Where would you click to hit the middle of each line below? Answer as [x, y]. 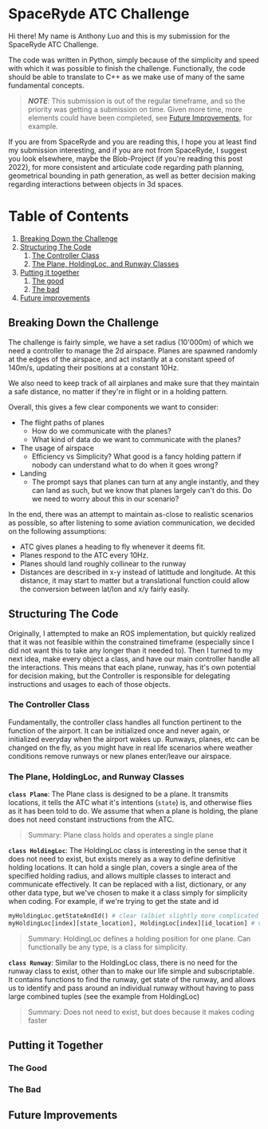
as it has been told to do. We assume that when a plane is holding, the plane [133, 811]
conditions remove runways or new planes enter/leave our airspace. [120, 756]
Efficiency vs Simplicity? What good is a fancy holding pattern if [136, 456]
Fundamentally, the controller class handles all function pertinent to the [125, 722]
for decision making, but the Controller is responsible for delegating [119, 676]
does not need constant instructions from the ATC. [91, 819]
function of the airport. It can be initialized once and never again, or [119, 730]
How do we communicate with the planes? [101, 431]
